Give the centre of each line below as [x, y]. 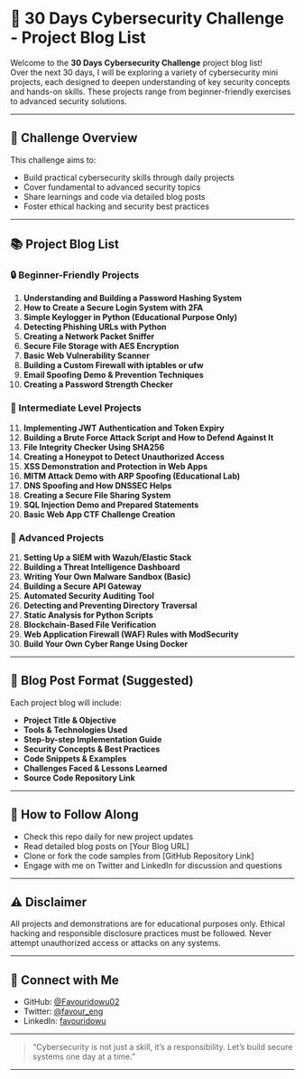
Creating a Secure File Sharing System [97, 495]
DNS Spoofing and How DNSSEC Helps [97, 485]
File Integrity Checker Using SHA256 [94, 447]
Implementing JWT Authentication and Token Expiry [124, 428]
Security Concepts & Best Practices [92, 749]
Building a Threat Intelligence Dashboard [101, 567]
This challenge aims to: [53, 160]
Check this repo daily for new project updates [108, 837]
